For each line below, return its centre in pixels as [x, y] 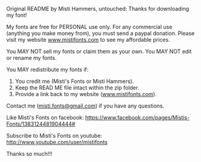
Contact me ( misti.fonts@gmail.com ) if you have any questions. [85, 106]
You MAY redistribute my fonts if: [48, 70]
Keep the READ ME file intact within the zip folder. [77, 88]
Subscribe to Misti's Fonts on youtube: [54, 136]
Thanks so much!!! [29, 154]
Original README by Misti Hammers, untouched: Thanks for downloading [98, 9]
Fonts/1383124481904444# [41, 124]
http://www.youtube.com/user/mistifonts [57, 142]
